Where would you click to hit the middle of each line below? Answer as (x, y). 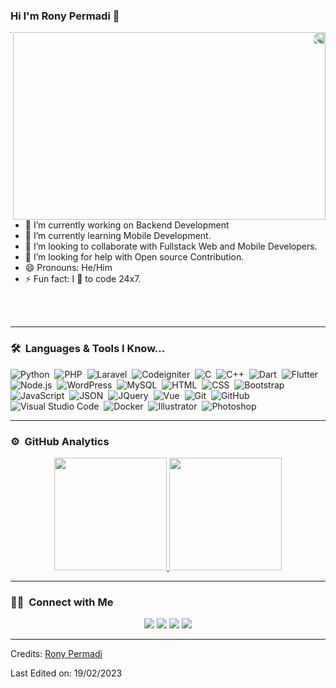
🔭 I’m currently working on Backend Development (127, 225)
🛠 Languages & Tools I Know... (88, 349)
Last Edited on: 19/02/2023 (66, 673)
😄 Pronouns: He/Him (68, 268)
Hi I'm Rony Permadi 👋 (65, 16)
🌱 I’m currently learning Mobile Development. (118, 236)
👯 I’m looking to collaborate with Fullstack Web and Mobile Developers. (171, 246)
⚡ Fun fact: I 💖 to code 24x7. (83, 279)
